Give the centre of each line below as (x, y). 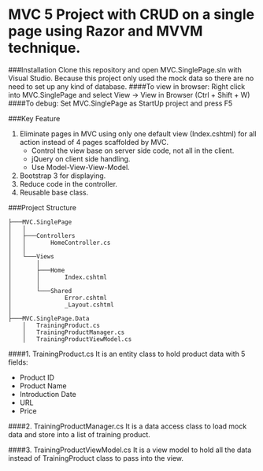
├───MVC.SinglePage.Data (49, 318)
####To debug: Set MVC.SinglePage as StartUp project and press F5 (120, 103)
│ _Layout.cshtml (61, 305)
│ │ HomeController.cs (59, 243)
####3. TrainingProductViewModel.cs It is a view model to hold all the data (130, 450)
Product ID (37, 377)
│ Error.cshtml (58, 298)
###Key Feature (34, 118)
